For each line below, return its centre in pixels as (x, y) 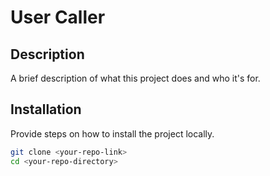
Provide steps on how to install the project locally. (112, 133)
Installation (46, 109)
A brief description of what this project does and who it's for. (135, 78)
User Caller (58, 17)
